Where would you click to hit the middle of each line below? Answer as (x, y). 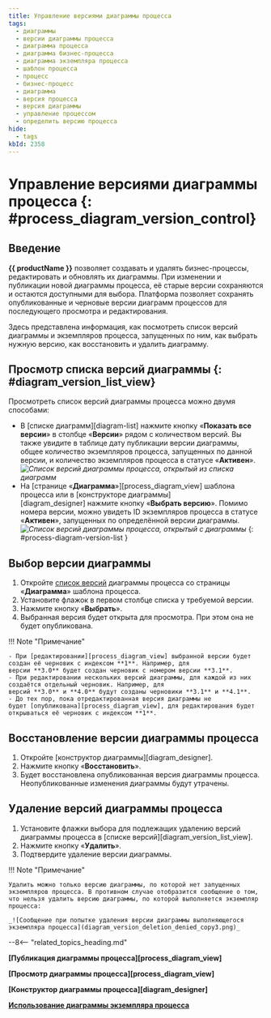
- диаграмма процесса (52, 46)
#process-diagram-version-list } (74, 538)
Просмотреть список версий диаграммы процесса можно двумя (122, 401)
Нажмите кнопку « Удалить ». (70, 845)
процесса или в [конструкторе (73, 494)
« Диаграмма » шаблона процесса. (80, 592)
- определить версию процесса (66, 122)
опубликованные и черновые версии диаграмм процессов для (118, 302)
